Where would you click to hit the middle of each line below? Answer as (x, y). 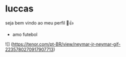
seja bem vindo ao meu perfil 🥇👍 (39, 22)
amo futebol (25, 34)
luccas (19, 9)
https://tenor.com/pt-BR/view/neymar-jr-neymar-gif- (66, 44)
